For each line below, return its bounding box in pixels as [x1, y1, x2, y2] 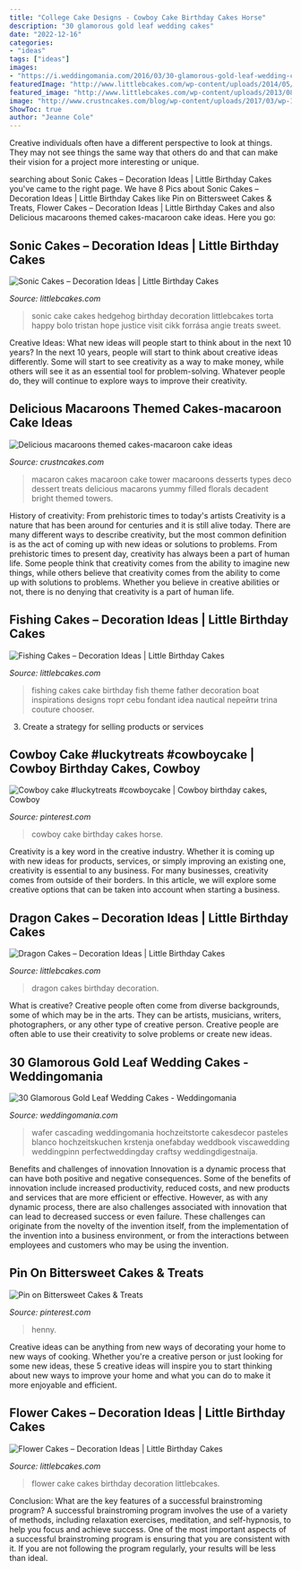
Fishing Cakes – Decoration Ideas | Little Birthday [9, 613, 289, 628]
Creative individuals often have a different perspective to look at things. [9, 138, 273, 149]
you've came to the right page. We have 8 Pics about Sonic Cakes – [9, 184, 260, 194]
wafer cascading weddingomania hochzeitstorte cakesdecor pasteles [30, 1128, 288, 1137]
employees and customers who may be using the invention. [9, 1240, 229, 1250]
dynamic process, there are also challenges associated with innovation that [9, 1202, 288, 1212]
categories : [9, 38, 54, 47]
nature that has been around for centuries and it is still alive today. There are [9, 519, 291, 530]
